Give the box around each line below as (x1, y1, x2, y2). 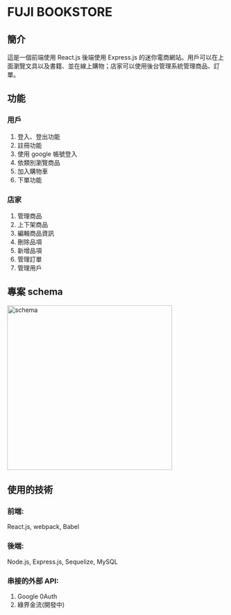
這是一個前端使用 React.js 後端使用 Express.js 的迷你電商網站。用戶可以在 (7, 53, 219, 61)
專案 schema (7, 286, 64, 298)
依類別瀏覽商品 (17, 158, 60, 166)
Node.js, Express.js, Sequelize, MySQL (7, 557, 118, 566)
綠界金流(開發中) (17, 600, 65, 609)
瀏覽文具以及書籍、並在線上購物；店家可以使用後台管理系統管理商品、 (12, 62, 214, 70)
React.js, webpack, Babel (7, 523, 80, 531)
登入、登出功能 (17, 132, 60, 141)
